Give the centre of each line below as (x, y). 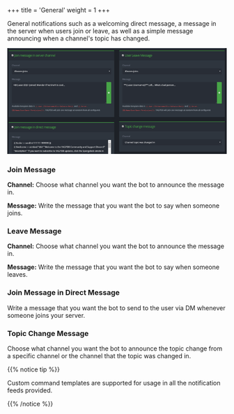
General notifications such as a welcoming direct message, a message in (112, 23)
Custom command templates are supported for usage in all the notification (114, 383)
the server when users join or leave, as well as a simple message (100, 31)
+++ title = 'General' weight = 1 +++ (58, 10)
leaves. (17, 275)
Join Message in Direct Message (63, 293)
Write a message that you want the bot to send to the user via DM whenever (116, 308)
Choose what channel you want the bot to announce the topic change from (115, 348)
